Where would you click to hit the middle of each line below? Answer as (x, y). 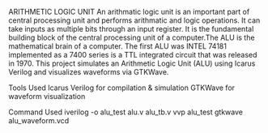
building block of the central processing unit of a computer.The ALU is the (132, 37)
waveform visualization (47, 96)
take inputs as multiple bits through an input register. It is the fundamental (131, 29)
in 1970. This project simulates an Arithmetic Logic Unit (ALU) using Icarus (132, 63)
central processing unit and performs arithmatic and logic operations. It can (134, 20)
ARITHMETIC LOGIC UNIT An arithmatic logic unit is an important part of (129, 12)
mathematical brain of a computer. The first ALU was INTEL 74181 (117, 46)
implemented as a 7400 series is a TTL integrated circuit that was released (133, 55)
